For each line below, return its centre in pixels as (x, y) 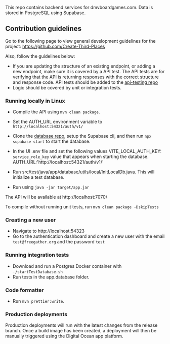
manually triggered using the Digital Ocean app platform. (64, 336)
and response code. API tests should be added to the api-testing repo (85, 82)
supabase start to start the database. (51, 141)
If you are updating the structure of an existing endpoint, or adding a (84, 66)
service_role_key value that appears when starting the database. (81, 157)
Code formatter (25, 290)
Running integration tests (37, 255)
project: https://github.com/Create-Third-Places (55, 46)
